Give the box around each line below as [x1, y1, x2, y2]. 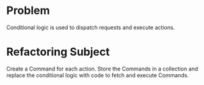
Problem [6, 4, 50, 18]
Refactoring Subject [6, 45, 110, 59]
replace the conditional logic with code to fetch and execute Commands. [6, 71, 189, 79]
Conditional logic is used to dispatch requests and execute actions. [6, 24, 175, 31]
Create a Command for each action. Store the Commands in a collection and [6, 65, 199, 72]
